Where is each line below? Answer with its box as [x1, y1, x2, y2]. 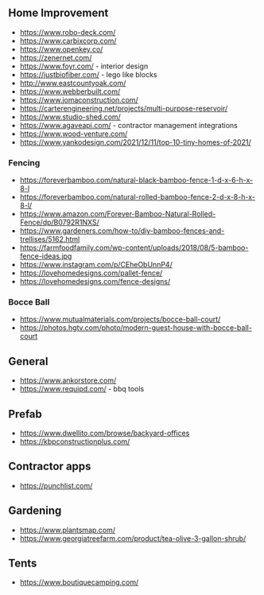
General [8, 354, 49, 368]
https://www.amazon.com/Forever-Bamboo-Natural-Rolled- [19, 209, 216, 219]
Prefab [8, 407, 42, 421]
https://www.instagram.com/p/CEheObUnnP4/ [19, 260, 173, 270]
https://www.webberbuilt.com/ [19, 87, 121, 96]
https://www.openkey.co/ [19, 44, 103, 54]
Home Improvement [8, 6, 109, 20]
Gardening [8, 504, 62, 518]
